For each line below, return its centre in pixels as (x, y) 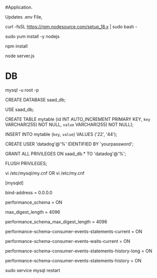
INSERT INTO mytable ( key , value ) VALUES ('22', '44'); (61, 134)
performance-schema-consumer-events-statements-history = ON (73, 260)
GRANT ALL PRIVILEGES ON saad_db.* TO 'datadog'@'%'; (66, 154)
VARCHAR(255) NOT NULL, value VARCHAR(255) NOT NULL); (69, 124)
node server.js (20, 56)
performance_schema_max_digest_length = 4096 (56, 222)
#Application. (19, 7)
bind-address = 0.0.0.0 (29, 192)
